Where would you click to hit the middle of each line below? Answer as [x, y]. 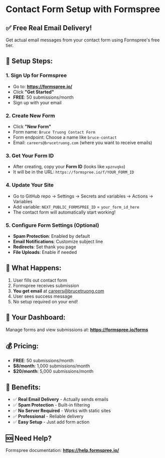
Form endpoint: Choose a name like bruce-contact [65, 137]
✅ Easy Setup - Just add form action [51, 422]
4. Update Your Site [30, 185]
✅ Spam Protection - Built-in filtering [51, 405]
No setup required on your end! [45, 301]
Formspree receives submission [46, 285]
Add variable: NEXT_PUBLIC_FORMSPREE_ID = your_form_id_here [76, 207]
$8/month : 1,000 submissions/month [51, 366]
